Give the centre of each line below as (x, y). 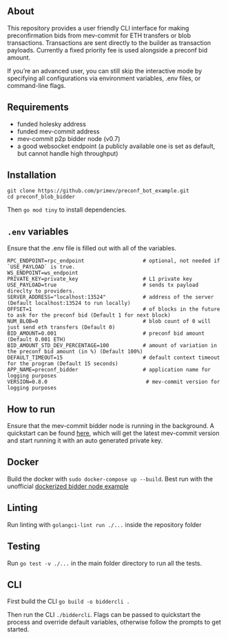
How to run (31, 409)
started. (18, 629)
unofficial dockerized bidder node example (68, 486)
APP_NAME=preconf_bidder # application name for (109, 370)
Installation (32, 175)
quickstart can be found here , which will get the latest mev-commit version (113, 433)
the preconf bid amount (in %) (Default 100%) (75, 352)
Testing (24, 547)
